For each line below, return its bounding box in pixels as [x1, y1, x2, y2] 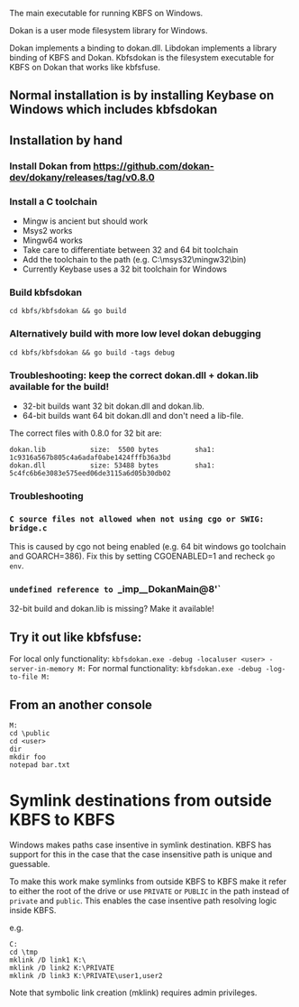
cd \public [9, 729, 50, 738]
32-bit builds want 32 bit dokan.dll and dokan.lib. [22, 401, 205, 411]
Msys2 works [22, 226, 73, 236]
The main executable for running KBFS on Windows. [9, 8, 204, 18]
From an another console [9, 697, 153, 712]
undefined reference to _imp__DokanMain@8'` [9, 583, 222, 596]
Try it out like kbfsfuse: [9, 629, 142, 644]
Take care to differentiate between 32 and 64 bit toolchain [22, 245, 239, 255]
